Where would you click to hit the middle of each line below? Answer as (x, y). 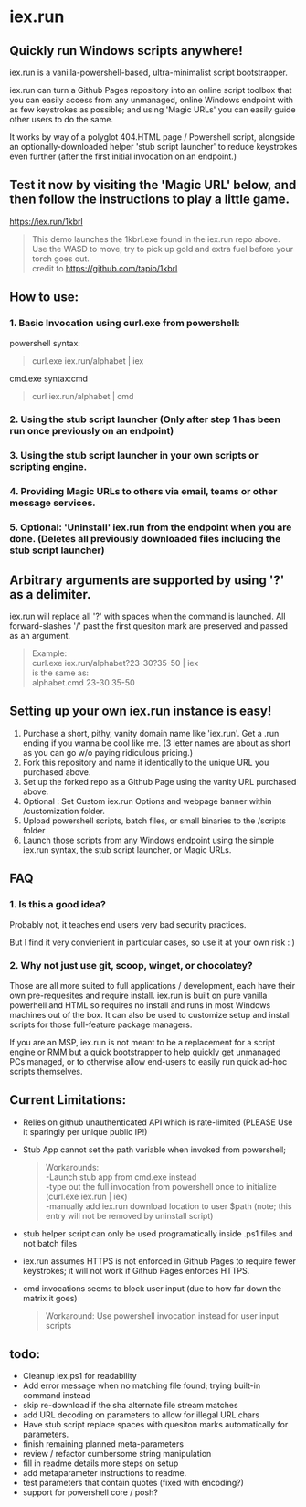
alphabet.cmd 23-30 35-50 (83, 682)
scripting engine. (48, 467)
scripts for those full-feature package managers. (101, 1024)
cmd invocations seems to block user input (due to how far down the (152, 1288)
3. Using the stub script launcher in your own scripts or (134, 456)
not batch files (50, 1243)
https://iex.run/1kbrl (47, 221)
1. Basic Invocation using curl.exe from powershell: (125, 324)
